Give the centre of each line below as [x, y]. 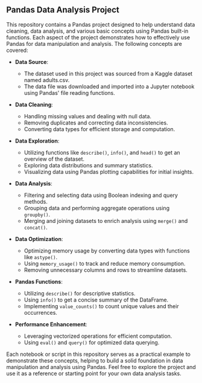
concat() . [36, 227]
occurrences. [40, 312]
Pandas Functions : [39, 282]
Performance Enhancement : [51, 324]
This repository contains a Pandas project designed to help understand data [101, 24]
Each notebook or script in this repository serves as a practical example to [99, 354]
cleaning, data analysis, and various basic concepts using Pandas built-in [97, 31]
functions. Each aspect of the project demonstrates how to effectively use [98, 37]
